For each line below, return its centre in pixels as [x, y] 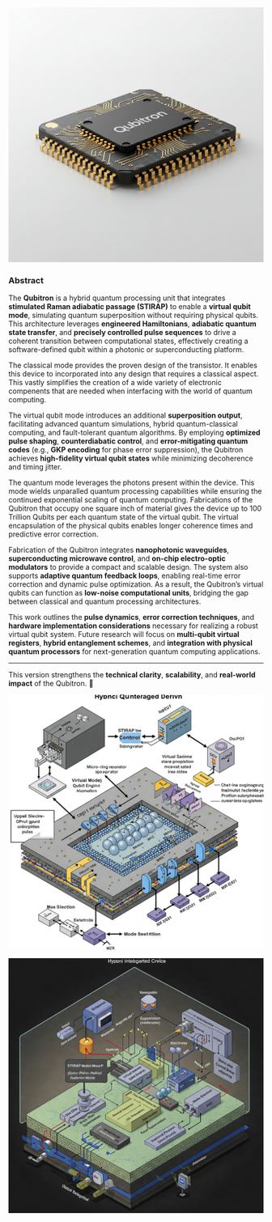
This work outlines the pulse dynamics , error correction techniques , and [132, 617]
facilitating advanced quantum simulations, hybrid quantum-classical [123, 424]
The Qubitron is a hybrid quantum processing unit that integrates [117, 298]
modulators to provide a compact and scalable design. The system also [128, 567]
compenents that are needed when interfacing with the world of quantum [131, 391]
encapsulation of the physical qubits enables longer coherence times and [131, 526]
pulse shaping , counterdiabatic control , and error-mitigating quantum [128, 441]
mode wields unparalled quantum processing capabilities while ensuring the [135, 491]
